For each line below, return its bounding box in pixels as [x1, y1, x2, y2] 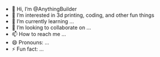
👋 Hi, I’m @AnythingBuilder [11, 6, 77, 12]
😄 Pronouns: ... [11, 39, 50, 46]
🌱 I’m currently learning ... [11, 18, 74, 24]
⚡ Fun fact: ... [11, 45, 44, 52]
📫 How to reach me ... [11, 31, 66, 37]
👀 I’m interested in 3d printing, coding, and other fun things [11, 12, 155, 19]
